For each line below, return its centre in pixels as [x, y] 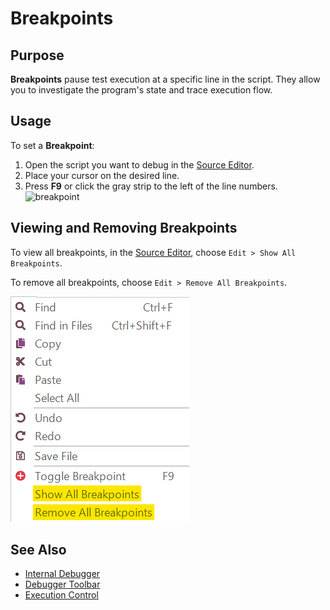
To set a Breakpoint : [52, 145]
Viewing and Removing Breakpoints [124, 228]
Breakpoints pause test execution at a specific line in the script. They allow [165, 79]
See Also [38, 550]
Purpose [37, 55]
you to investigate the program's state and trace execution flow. [141, 90]
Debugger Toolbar [62, 584]
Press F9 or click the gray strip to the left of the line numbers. [151, 186]
